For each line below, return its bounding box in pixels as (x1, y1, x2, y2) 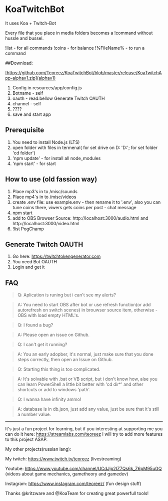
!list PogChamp (12, 226, 44, 232)
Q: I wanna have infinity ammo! (17, 396, 81, 402)
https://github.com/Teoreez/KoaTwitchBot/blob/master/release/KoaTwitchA (6, 69, 162, 76)
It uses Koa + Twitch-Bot (5, 20, 56, 26)
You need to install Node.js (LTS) (12, 139, 80, 145)
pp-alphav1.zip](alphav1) (5, 75, 56, 81)
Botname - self (12, 90, 43, 96)
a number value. (17, 411, 51, 417)
